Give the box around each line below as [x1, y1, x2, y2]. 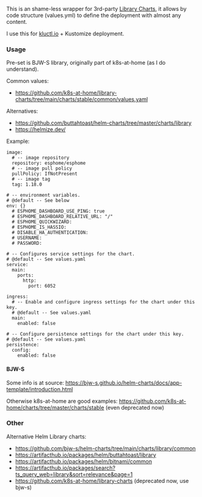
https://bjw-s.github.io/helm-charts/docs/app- [65, 379, 182, 386]
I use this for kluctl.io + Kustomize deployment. [6, 30, 124, 37]
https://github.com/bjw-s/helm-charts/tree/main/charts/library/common [15, 444, 197, 452]
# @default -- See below [6, 198, 70, 204]
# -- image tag [12, 176, 51, 183]
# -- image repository [12, 155, 70, 161]
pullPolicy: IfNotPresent [12, 171, 78, 177]
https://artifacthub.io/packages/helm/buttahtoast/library [15, 451, 157, 459]
